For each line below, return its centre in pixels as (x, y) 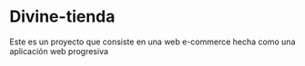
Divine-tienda (62, 17)
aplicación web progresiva (59, 51)
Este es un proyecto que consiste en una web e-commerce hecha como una (152, 42)
